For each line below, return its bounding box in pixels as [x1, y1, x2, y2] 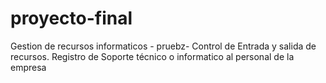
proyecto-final [10, 7, 133, 30]
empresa [10, 61, 47, 73]
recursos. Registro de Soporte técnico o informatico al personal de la [10, 50, 295, 62]
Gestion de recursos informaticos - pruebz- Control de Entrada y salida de [10, 40, 317, 52]
